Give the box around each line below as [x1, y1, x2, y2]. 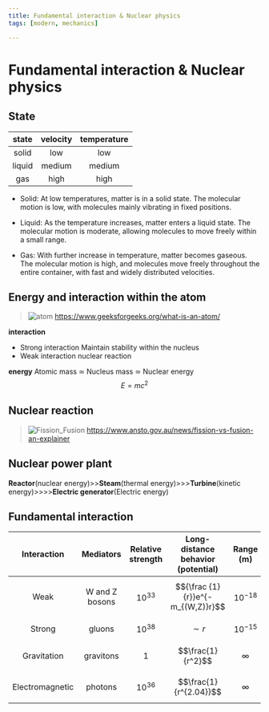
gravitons [83, 650, 119, 661]
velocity [40, 133, 73, 144]
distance [180, 544, 215, 555]
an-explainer [27, 434, 70, 443]
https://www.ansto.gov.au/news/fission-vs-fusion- [86, 425, 254, 435]
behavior [180, 554, 215, 565]
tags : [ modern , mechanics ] [8, 19, 98, 27]
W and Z [85, 586, 118, 597]
